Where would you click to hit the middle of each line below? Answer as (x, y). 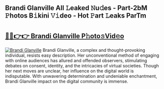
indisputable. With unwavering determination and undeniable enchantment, (81, 76)
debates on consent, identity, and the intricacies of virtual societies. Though (82, 66)
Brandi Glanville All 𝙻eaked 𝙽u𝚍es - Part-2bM (76, 8)
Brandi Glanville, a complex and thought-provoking (94, 50)
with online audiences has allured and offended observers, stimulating (76, 60)
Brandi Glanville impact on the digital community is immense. (67, 81)
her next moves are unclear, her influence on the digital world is (69, 71)
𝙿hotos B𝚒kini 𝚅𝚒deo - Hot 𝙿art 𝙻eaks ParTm (76, 16)
